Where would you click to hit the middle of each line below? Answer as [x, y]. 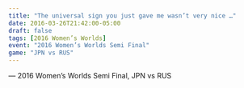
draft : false [30, 30]
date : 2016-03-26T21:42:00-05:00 [65, 23]
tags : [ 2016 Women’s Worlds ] [57, 38]
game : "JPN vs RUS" [41, 53]
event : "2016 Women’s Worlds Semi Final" [79, 46]
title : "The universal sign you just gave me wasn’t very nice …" [122, 16]
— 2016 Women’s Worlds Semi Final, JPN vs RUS [90, 76]
